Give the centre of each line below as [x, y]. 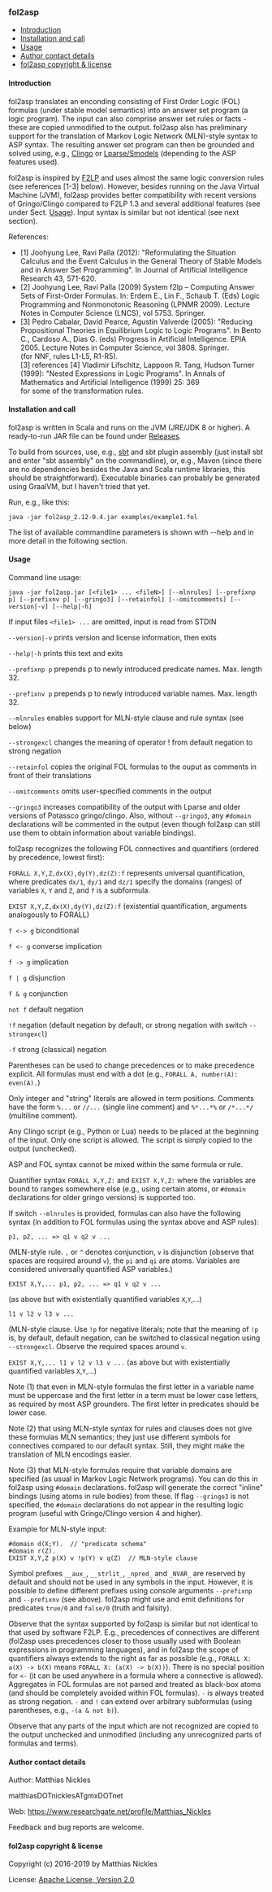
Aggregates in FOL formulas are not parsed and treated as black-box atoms [135, 1684]
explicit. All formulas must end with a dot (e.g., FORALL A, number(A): [123, 1073]
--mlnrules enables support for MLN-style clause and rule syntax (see [126, 718]
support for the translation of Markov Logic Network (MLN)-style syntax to [133, 136]
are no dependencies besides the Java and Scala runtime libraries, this [127, 469]
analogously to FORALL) [49, 915]
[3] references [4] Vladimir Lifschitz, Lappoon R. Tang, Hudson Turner [137, 365]
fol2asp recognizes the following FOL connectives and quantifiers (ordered [134, 848]
